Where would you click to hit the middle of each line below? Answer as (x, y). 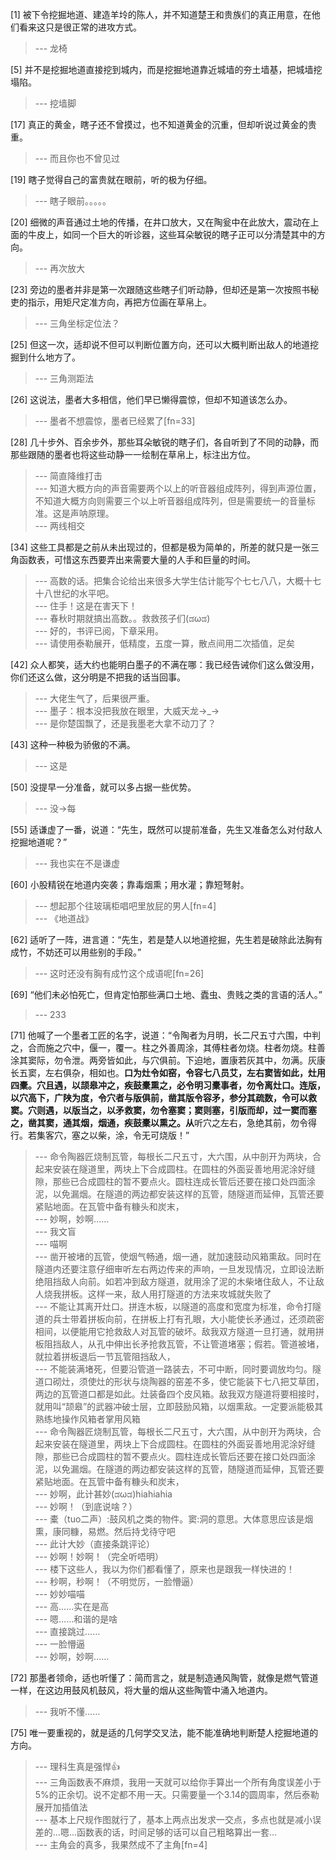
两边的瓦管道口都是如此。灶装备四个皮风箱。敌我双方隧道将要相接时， (179, 1394)
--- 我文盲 (55, 1231)
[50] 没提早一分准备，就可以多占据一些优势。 (103, 787)
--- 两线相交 (60, 526)
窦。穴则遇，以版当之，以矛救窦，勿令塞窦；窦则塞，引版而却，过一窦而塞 (163, 1110)
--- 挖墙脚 (55, 103)
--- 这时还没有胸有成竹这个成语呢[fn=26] (119, 973)
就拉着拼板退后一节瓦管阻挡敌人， (105, 1356)
